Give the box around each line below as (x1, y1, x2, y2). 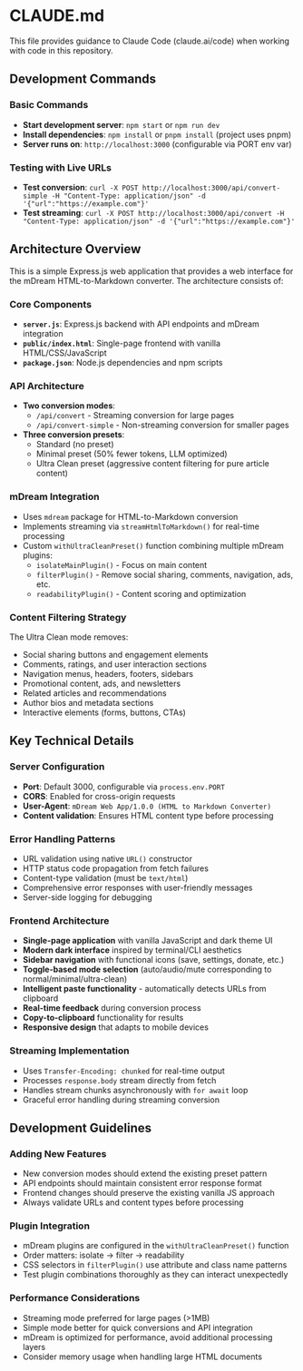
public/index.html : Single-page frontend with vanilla (22, 338, 220, 349)
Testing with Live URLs (9, 161, 112, 173)
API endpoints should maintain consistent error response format (22, 1178, 262, 1189)
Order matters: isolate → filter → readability (22, 1249, 185, 1261)
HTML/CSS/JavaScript (22, 348, 107, 358)
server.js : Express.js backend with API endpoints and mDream (22, 318, 260, 329)
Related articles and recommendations (22, 687, 167, 699)
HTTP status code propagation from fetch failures (22, 863, 209, 874)
